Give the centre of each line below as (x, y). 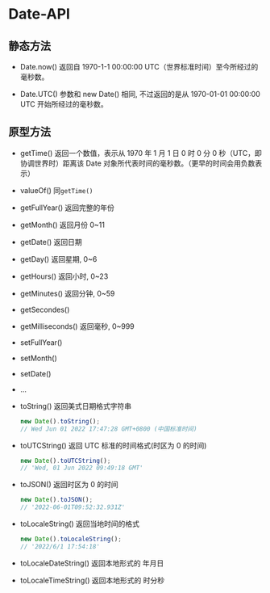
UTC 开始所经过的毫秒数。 (64, 104)
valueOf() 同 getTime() (56, 190)
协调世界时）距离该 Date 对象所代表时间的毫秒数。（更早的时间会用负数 (137, 163)
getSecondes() (45, 309)
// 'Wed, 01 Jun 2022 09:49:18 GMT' (81, 468)
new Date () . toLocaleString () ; (71, 539)
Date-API (39, 14)
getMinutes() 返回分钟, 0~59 (67, 293)
